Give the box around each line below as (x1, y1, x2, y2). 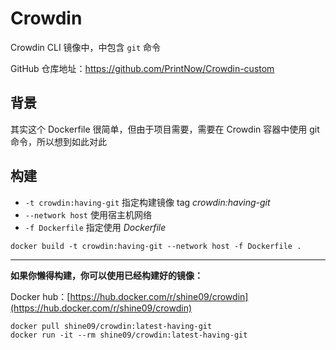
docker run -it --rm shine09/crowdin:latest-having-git (10, 330, 248, 340)
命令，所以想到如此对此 (10, 135, 107, 147)
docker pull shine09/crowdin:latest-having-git (10, 321, 213, 331)
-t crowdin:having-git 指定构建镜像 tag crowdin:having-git (24, 196, 271, 208)
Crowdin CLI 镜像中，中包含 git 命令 (10, 41, 161, 53)
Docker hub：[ (10, 290, 71, 302)
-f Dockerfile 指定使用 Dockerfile (24, 221, 167, 233)
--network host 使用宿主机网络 (24, 208, 152, 221)
